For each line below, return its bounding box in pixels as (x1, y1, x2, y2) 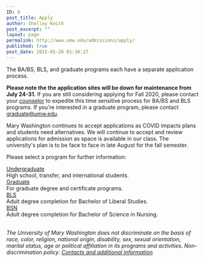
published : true (6, 43, 48, 50)
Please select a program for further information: (6, 153, 126, 160)
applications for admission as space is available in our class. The (6, 135, 169, 142)
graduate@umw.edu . (6, 110, 59, 117)
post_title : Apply (6, 15, 53, 21)
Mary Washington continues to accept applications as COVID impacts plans (6, 122, 196, 129)
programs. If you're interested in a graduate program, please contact (6, 103, 179, 111)
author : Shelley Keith (6, 20, 64, 26)
